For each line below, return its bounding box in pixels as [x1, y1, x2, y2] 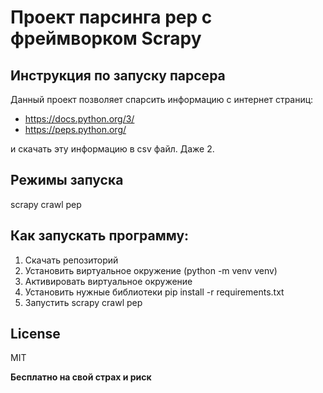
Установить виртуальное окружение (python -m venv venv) [24, 264, 278, 276]
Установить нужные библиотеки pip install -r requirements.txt [24, 286, 285, 298]
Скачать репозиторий [24, 254, 119, 266]
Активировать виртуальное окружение [24, 275, 193, 287]
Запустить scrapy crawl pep [24, 296, 143, 308]
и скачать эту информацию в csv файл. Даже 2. [10, 143, 215, 155]
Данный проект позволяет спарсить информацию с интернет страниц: [10, 94, 314, 105]
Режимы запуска [10, 172, 124, 189]
